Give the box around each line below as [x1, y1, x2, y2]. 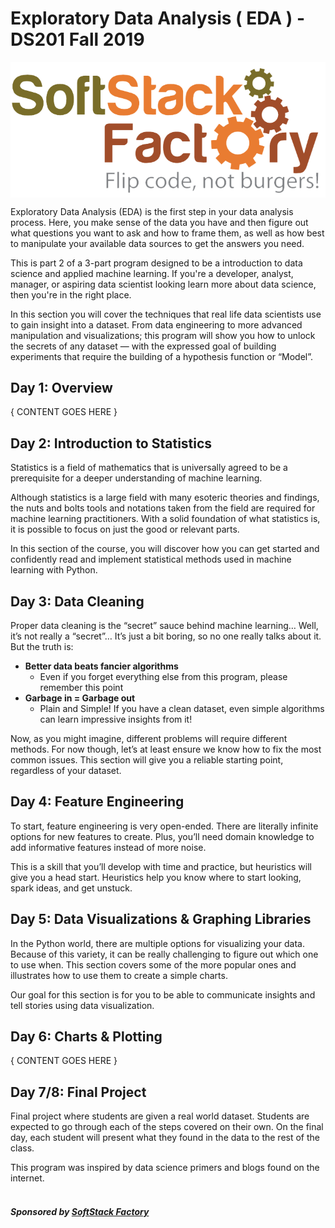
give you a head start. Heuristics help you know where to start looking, [10, 871, 302, 883]
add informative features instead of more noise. [10, 841, 207, 853]
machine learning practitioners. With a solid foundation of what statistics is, [10, 513, 321, 525]
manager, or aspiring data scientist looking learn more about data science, [10, 278, 317, 290]
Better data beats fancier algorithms [24, 660, 179, 672]
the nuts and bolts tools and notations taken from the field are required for [10, 502, 316, 514]
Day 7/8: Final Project [10, 1083, 147, 1101]
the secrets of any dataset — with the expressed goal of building [10, 340, 277, 352]
